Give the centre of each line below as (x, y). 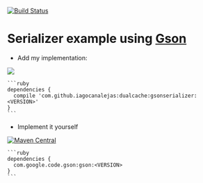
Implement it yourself (48, 127)
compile (25, 96)
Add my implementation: (52, 58)
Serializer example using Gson (97, 39)
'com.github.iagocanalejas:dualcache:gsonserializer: (117, 96)
